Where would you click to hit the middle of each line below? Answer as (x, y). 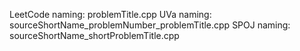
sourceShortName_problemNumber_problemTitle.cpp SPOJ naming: (150, 25)
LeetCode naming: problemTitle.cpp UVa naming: (110, 14)
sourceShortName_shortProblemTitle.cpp (94, 35)
